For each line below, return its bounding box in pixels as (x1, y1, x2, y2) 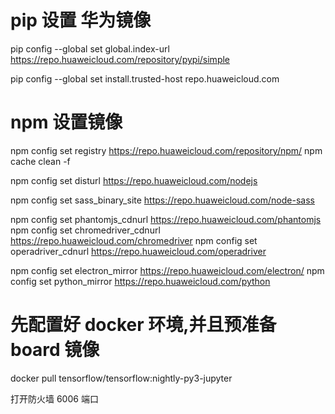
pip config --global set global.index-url (10, 42, 170, 55)
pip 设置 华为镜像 (10, 9, 152, 32)
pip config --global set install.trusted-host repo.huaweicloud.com (10, 72, 280, 85)
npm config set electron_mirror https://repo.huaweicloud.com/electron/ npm (10, 264, 325, 276)
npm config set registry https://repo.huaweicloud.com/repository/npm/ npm (10, 144, 323, 156)
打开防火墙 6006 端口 (10, 392, 99, 405)
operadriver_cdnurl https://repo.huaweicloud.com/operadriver (10, 245, 267, 257)
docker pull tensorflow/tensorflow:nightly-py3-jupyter (10, 372, 233, 384)
